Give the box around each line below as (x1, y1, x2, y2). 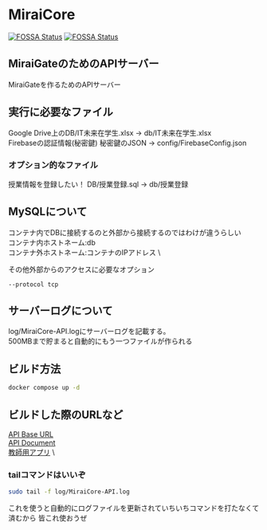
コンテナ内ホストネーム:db (8, 238, 96, 247)
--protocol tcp (8, 281, 59, 289)
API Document (8, 438, 56, 447)
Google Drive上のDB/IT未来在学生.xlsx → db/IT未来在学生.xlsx (8, 128, 212, 137)
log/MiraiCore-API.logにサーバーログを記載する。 (8, 327, 171, 336)
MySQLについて (8, 205, 88, 218)
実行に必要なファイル (8, 105, 113, 119)
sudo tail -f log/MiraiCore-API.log (8, 488, 130, 496)
